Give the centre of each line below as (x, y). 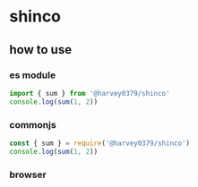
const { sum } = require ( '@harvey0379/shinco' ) (100, 143)
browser (28, 174)
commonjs (33, 124)
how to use (41, 50)
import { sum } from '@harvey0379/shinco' (90, 93)
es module (33, 75)
